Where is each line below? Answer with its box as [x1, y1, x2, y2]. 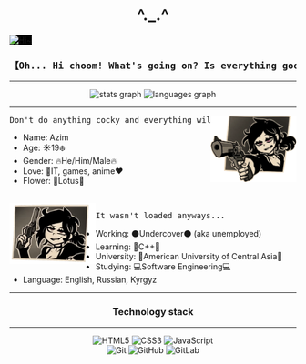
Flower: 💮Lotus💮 [22, 176, 85, 187]
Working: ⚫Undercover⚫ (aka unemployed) [95, 228, 262, 239]
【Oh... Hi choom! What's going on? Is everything [9, 59, 278, 72]
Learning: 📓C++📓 [95, 241, 161, 252]
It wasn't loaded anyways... [95, 210, 226, 221]
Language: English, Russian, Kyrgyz [22, 274, 158, 286]
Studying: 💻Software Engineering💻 [95, 261, 231, 272]
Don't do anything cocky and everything [9, 115, 193, 126]
